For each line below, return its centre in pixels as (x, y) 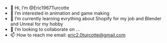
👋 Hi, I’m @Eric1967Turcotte (40, 8)
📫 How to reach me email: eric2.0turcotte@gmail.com (68, 35)
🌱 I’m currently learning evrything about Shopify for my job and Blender (86, 18)
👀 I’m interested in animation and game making (60, 13)
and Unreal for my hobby (36, 24)
